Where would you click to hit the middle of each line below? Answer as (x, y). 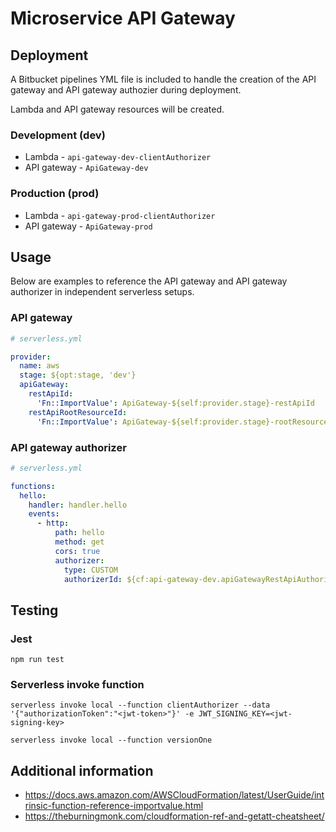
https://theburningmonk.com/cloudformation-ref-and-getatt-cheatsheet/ (174, 816)
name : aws (39, 366)
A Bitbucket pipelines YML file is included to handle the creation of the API (163, 79)
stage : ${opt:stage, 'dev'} (78, 375)
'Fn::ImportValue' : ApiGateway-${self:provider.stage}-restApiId (175, 403)
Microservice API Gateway (123, 18)
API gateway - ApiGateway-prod (88, 226)
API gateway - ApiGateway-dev (86, 168)
